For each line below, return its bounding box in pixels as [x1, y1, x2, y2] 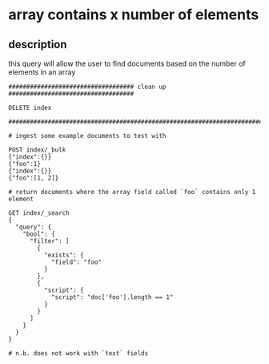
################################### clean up [8, 83, 167, 91]
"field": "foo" [50, 258, 102, 266]
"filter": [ [29, 237, 70, 245]
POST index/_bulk [8, 146, 66, 154]
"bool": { [22, 230, 56, 238]
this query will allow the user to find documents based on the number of [8, 59, 246, 68]
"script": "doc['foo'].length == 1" [50, 293, 174, 301]
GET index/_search [8, 209, 70, 217]
